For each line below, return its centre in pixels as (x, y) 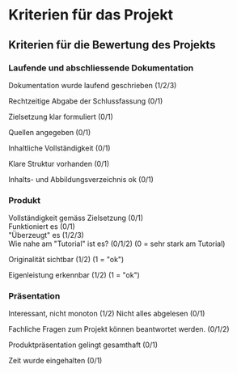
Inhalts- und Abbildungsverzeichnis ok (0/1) (81, 179)
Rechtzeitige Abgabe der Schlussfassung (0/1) (86, 101)
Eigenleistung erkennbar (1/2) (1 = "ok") (74, 275)
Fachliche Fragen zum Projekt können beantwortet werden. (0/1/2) (119, 329)
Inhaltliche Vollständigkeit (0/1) (59, 148)
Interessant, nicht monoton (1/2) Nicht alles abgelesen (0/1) (107, 314)
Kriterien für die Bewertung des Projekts (112, 45)
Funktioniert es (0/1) (42, 227)
